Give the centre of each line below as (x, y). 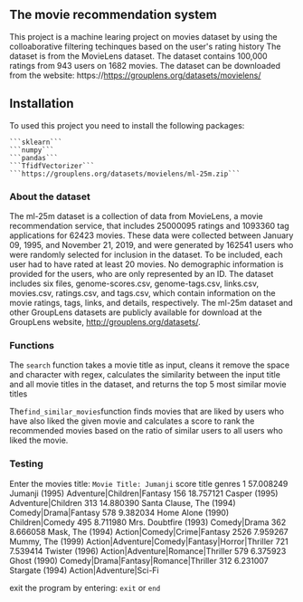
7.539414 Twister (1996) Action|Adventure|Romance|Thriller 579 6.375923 (148, 550)
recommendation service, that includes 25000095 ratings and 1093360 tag (149, 225)
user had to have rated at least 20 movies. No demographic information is (147, 264)
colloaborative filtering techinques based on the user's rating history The (145, 46)
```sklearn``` (36, 142)
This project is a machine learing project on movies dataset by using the (143, 36)
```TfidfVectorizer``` (52, 166)
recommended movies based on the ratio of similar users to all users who (146, 431)
